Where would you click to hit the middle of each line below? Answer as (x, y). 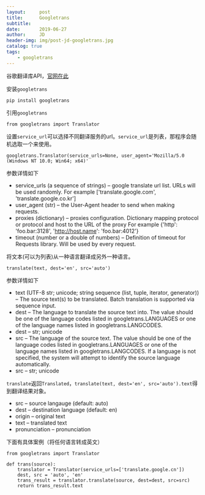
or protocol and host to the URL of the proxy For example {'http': (96, 224)
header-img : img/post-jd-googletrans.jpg (60, 40)
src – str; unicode (37, 371)
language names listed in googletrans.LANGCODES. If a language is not (105, 351)
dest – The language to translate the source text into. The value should (104, 312)
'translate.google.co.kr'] (46, 198)
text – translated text (41, 423)
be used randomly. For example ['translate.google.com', (85, 192)
